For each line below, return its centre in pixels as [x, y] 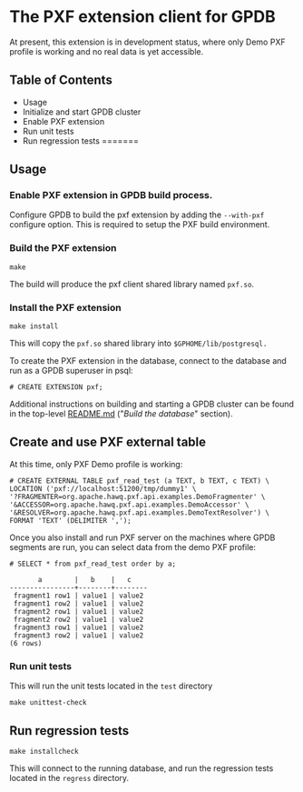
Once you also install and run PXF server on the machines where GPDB [142, 537]
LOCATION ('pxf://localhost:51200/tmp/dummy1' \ [103, 488]
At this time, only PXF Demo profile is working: [96, 464]
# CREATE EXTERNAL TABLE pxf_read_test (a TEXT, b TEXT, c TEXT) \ [140, 481]
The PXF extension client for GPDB [142, 17]
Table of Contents [61, 80]
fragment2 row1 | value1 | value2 [78, 611]
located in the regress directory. [69, 777]
